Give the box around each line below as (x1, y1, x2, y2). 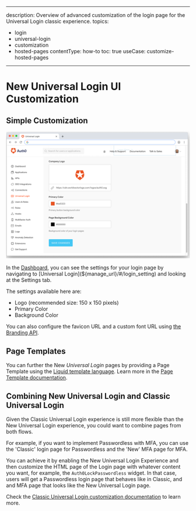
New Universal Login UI (6, 80, 121, 94)
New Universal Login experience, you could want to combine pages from (6, 422, 181, 429)
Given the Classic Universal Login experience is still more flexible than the (6, 416, 184, 423)
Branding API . (6, 329, 39, 336)
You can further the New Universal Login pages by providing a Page (6, 362, 170, 369)
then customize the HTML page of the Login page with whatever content (6, 463, 181, 471)
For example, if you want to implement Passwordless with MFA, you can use (6, 440, 188, 447)
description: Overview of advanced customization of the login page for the (6, 12, 185, 18)
